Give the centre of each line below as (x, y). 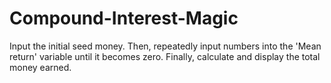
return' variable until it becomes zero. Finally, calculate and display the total (165, 56)
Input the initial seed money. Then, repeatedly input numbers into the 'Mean (165, 46)
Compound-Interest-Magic (124, 18)
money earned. (40, 67)
